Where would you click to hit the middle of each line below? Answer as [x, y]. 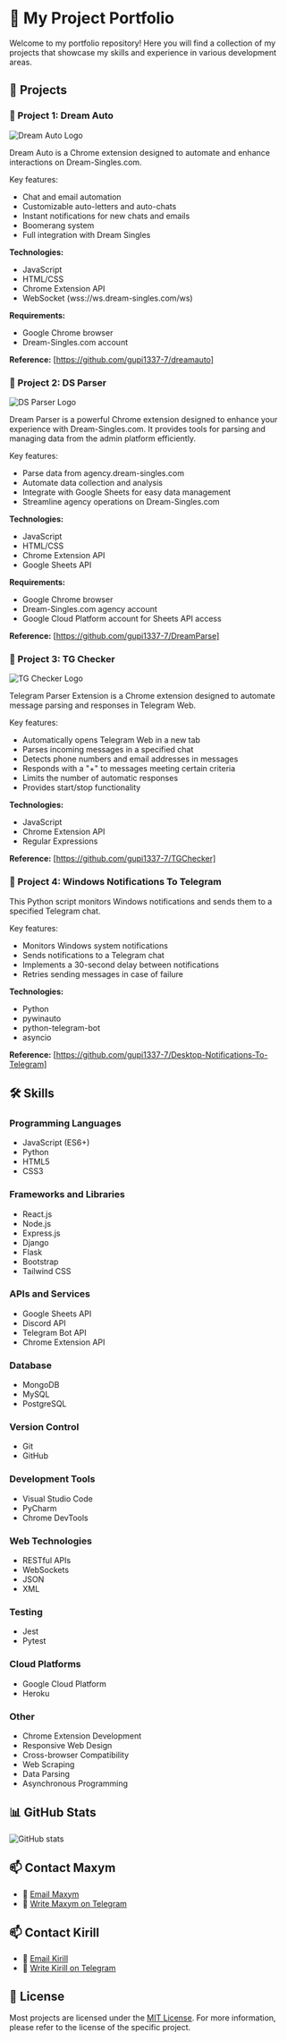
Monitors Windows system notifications [95, 945]
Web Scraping [48, 1764]
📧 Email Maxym [51, 1894]
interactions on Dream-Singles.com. [76, 162]
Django [35, 1242]
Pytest [34, 1641]
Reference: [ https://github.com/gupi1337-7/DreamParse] [114, 635]
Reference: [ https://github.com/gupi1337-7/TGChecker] [113, 859]
